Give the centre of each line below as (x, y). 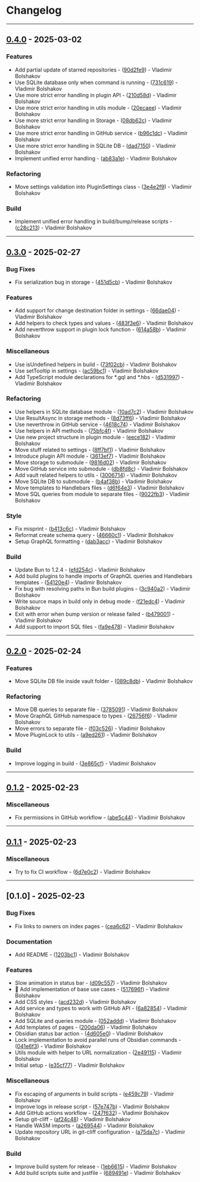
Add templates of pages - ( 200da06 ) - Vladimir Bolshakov (86, 1027)
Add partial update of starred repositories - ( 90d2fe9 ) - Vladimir (93, 70)
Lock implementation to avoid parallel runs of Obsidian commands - (98, 1040)
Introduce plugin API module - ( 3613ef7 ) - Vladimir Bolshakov (90, 456)
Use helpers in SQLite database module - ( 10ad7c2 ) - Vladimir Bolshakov (104, 411)
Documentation (29, 941)
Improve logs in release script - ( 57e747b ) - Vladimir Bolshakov (92, 1106)
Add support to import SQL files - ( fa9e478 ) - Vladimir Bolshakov (94, 627)
